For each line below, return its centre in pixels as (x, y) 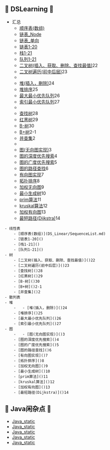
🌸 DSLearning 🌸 (29, 9)
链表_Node (30, 34)
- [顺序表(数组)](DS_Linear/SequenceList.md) (60, 234)
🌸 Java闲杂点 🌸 (28, 409)
